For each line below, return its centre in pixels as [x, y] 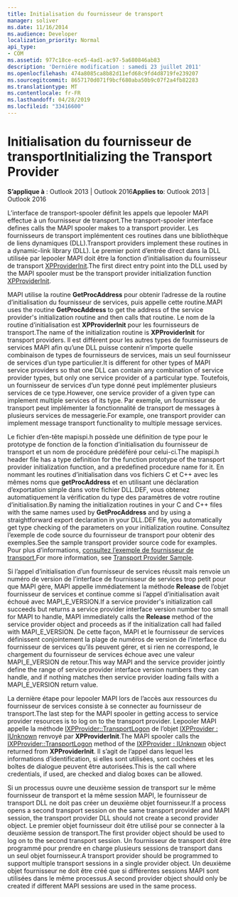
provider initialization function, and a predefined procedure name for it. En [116, 467]
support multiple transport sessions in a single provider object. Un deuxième [119, 863]
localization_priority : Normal [54, 41]
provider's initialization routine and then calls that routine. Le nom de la [111, 317]
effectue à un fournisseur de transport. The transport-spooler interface [110, 220]
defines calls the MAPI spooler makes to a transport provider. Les [103, 227]
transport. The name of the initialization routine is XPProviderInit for [106, 332]
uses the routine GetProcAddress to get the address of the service [106, 309]
